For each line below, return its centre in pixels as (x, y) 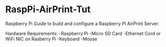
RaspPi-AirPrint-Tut (48, 9)
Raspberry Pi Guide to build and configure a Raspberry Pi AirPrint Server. (82, 24)
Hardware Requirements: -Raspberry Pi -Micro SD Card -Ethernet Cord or (83, 33)
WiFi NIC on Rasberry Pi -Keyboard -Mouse (51, 39)
